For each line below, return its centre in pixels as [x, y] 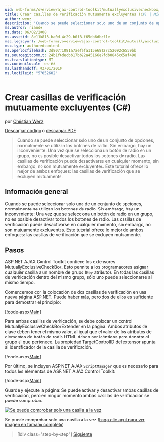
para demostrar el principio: [33, 302]
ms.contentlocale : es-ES [30, 64]
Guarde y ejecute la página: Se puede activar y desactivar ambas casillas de [82, 390]
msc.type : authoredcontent [32, 46]
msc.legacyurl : [20, 42]
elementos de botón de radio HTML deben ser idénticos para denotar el [77, 337]
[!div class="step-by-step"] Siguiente [55, 434]
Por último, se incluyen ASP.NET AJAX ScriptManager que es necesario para [82, 366]
